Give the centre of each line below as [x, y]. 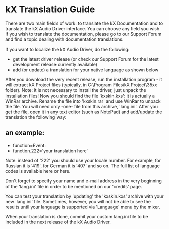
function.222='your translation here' [50, 151]
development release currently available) [55, 64]
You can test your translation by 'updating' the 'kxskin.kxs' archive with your [84, 196]
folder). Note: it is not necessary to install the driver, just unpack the [76, 90]
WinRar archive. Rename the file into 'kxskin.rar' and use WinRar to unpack [83, 101]
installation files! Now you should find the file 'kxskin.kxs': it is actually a [80, 96]
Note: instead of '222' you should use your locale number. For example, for [83, 160]
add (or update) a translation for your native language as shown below [86, 70]
